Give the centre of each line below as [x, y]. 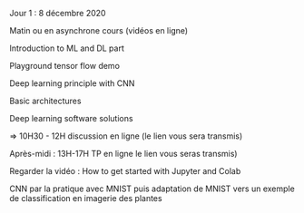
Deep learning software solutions [71, 118]
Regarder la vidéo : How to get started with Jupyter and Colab [125, 171]
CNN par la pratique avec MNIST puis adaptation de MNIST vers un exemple [152, 189]
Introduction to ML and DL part [67, 48]
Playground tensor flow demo [65, 66]
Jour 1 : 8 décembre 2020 [58, 13]
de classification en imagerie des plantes [86, 198]
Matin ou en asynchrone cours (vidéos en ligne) [99, 30]
